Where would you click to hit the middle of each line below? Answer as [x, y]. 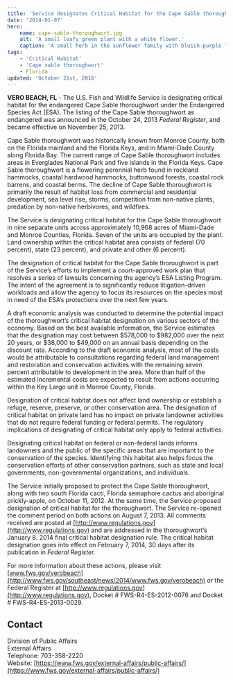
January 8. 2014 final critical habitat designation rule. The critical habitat [110, 538]
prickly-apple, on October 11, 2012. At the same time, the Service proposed [114, 501]
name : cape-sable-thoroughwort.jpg [71, 33]
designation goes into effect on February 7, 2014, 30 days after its [101, 545]
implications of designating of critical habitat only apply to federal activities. [115, 430]
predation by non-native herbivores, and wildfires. [79, 207]
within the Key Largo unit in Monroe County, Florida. [81, 387]
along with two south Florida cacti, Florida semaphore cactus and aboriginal [115, 493]
